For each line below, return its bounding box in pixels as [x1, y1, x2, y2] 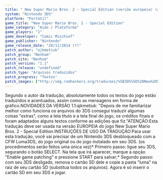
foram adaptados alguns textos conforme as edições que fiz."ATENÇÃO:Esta [5, 118, 158, 124]
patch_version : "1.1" [5, 61, 49, 66]
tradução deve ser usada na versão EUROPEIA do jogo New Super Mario [5, 123, 150, 129]
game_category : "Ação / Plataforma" [5, 25, 79, 30]
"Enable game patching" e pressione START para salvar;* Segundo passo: [5, 154, 154, 160]
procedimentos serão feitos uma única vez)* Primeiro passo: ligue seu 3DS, [5, 144, 156, 150]
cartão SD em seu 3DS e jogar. [5, 169, 66, 175]
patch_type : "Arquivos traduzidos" [5, 70, 77, 75]
